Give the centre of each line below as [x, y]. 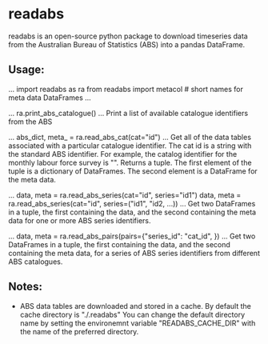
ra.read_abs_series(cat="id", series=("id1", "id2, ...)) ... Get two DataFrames [132, 203]
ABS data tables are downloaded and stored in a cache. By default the [136, 306]
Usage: [27, 70]
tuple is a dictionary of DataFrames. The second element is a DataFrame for [133, 171]
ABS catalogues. [36, 262]
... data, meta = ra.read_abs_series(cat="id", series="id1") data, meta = [125, 195]
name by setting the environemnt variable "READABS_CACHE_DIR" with [138, 323]
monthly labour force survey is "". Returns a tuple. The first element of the [130, 162]
